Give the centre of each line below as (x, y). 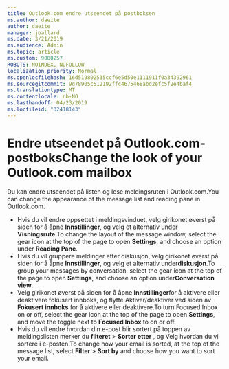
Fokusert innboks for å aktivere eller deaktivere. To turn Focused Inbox (117, 307)
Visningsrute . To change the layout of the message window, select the (117, 234)
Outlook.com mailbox (70, 172)
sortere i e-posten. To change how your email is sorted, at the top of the (118, 344)
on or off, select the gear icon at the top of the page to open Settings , (116, 314)
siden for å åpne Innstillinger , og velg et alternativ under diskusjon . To (116, 263)
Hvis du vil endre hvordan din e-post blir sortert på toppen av (104, 329)
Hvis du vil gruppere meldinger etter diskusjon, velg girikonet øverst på (118, 256)
